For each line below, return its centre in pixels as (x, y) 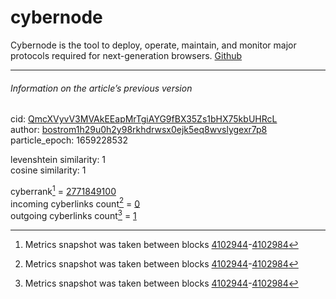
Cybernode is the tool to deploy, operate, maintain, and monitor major (153, 45)
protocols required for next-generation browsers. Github (126, 55)
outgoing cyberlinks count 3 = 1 (73, 215)
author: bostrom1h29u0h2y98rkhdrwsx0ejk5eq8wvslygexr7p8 (139, 130)
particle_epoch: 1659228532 (69, 140)
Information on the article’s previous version (101, 88)
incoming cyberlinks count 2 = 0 (75, 203)
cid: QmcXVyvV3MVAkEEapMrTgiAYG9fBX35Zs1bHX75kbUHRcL (144, 119)
